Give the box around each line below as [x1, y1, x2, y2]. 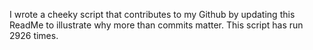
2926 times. [9, 30, 59, 41]
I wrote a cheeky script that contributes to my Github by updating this [9, 9, 296, 20]
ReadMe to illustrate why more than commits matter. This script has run [9, 19, 304, 31]
